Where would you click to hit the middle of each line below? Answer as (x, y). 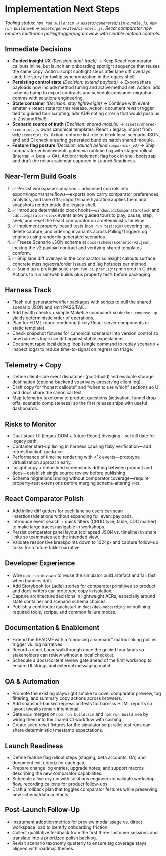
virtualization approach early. (42, 462)
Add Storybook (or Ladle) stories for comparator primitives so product (84, 586)
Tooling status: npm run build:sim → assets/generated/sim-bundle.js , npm (81, 23)
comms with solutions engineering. (48, 98)
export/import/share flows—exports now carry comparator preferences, (86, 194)
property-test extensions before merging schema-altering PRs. (77, 483)
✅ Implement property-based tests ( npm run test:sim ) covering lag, (82, 226)
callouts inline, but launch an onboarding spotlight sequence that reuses (86, 66)
